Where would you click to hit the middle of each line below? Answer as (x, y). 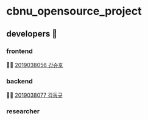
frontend (20, 51)
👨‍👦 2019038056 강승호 (35, 65)
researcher (23, 111)
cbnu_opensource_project (74, 11)
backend (19, 81)
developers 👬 (32, 34)
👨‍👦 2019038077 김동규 (34, 95)
